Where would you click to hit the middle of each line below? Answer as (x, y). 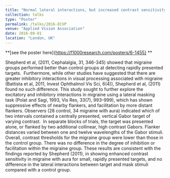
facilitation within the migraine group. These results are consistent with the (83, 148)
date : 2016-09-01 (24, 33)
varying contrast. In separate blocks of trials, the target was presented (79, 121)
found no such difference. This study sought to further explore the (74, 89)
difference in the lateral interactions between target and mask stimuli (77, 164)
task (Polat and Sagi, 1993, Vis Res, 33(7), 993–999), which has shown (79, 100)
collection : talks (25, 15)
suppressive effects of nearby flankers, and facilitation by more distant (79, 105)
